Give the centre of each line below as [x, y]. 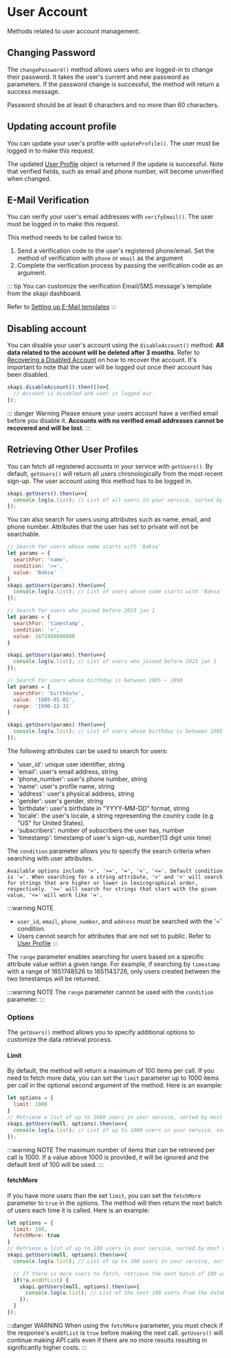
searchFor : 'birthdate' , [49, 693]
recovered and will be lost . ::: [49, 428]
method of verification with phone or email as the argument [100, 258]
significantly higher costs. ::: [47, 1347]
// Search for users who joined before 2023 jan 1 [81, 611]
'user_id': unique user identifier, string [71, 764]
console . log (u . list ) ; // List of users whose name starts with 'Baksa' [118, 592]
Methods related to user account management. [74, 31]
